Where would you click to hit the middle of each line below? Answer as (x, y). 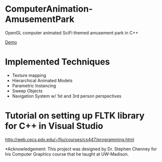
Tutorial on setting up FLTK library (75, 116)
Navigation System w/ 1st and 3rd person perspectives (67, 96)
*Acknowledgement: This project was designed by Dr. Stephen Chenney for (81, 149)
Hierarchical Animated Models (42, 80)
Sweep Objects (27, 90)
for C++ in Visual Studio (54, 126)
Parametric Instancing (34, 86)
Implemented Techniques (57, 62)
